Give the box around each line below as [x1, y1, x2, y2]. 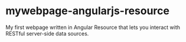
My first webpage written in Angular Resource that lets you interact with [5, 24, 181, 31]
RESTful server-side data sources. [5, 30, 89, 37]
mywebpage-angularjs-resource [5, 4, 169, 18]
